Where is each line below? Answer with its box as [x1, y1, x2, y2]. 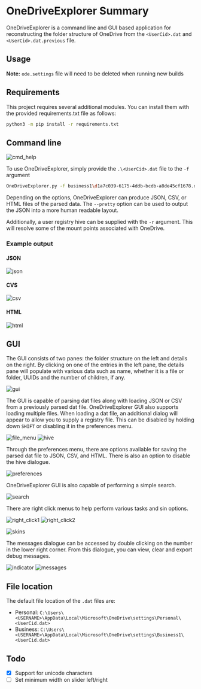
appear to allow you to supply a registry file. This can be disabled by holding [6, 416, 194, 423]
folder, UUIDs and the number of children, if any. [6, 374, 126, 381]
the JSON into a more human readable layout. [6, 207, 118, 214]
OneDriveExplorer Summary [6, 4, 149, 18]
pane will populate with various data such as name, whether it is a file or [6, 368, 184, 375]
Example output [6, 239, 53, 248]
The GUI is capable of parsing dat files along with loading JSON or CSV [6, 397, 182, 405]
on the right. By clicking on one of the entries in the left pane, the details [6, 361, 184, 369]
